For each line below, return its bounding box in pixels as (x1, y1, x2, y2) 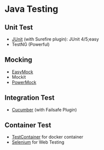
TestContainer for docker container (11, 134, 83, 140)
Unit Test (4, 23, 33, 32)
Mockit (11, 74, 26, 80)
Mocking (4, 56, 33, 64)
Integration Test (4, 94, 55, 102)
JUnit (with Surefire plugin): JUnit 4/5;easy (11, 36, 99, 42)
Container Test (4, 121, 51, 129)
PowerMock (11, 79, 36, 85)
